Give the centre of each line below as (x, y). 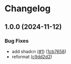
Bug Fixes (17, 41)
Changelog (28, 9)
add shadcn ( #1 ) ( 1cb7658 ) (39, 51)
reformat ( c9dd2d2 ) (32, 57)
